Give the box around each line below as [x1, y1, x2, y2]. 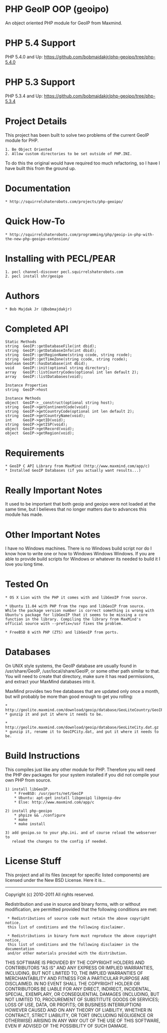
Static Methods [5, 340, 37, 344]
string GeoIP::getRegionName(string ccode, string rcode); [5, 352, 133, 357]
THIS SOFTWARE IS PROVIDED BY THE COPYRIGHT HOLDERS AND [5, 959, 145, 965]
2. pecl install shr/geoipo [5, 273, 64, 279]
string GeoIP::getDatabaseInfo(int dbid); [5, 348, 97, 353]
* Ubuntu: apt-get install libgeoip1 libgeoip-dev [14, 795, 121, 801]
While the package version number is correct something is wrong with [5, 608, 155, 613]
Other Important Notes [5, 529, 101, 540]
